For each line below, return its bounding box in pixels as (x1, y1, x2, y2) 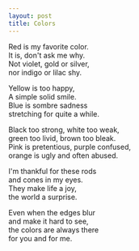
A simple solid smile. (8, 91, 77, 101)
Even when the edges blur (8, 207, 95, 217)
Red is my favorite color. (8, 41, 89, 51)
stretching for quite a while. (8, 108, 99, 118)
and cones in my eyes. (8, 175, 83, 185)
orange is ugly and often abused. (8, 151, 119, 160)
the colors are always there (8, 224, 99, 235)
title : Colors (8, 19, 57, 28)
